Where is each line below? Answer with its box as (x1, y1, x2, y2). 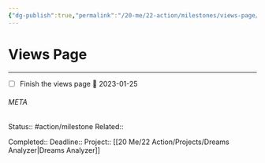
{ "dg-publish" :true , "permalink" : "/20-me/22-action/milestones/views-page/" (8, 11, 263, 20)
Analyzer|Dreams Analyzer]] (8, 145, 101, 154)
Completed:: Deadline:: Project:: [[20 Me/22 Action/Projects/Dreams (8, 137, 230, 146)
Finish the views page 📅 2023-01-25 (19, 79, 138, 88)
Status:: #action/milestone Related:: (8, 121, 124, 131)
